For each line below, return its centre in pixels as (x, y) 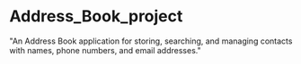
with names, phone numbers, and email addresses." (105, 50)
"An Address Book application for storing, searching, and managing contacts (151, 41)
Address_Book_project (96, 16)
